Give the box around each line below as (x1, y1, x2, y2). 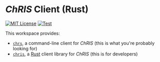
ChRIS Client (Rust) (5, 4, 89, 15)
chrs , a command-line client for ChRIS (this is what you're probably (12, 40, 155, 46)
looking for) (12, 45, 37, 51)
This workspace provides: (5, 30, 61, 36)
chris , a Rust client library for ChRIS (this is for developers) (12, 51, 138, 57)
